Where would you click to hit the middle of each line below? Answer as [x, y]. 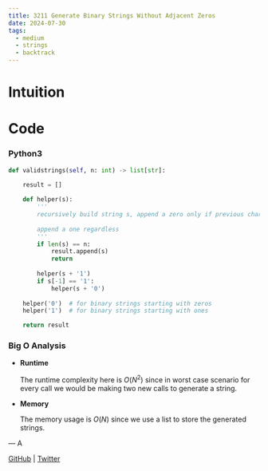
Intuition [37, 92]
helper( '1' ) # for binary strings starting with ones [116, 311]
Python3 [25, 154]
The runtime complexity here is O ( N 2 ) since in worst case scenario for [135, 379]
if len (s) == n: [64, 244]
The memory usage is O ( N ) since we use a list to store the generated [133, 419]
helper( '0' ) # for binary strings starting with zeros [118, 303]
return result [46, 325]
